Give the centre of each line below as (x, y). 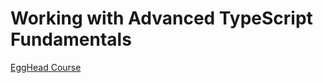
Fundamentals (71, 39)
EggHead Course (46, 67)
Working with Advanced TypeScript (161, 18)
